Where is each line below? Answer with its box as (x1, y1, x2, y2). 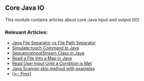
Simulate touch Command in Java (12, 45, 79, 51)
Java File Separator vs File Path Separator (12, 40, 96, 46)
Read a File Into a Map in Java (12, 55, 72, 61)
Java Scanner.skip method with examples (12, 65, 95, 72)
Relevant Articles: (5, 29, 48, 35)
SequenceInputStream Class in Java (12, 50, 85, 56)
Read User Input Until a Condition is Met (12, 61, 92, 66)
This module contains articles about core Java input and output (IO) (5, 16, 140, 22)
